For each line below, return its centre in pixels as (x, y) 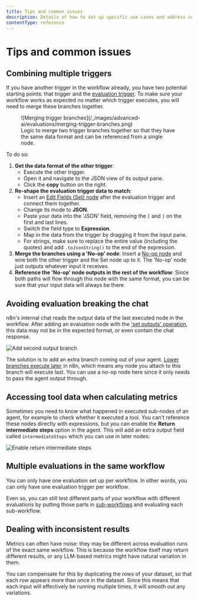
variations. (19, 592)
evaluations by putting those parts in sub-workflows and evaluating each (95, 504)
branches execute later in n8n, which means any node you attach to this (93, 366)
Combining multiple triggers (59, 74)
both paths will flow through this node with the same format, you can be (102, 279)
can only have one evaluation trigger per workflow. (68, 486)
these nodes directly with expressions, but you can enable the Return (91, 424)
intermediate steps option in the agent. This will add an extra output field (95, 430)
